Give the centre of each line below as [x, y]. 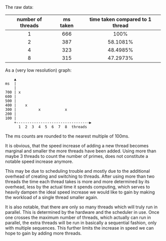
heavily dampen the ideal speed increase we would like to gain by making [80, 192]
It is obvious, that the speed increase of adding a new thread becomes [77, 146]
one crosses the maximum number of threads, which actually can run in [78, 217]
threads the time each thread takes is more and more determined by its [77, 182]
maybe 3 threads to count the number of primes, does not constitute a [77, 156]
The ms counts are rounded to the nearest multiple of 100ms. [67, 136]
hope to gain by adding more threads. [43, 233]
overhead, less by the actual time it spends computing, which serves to [78, 187]
